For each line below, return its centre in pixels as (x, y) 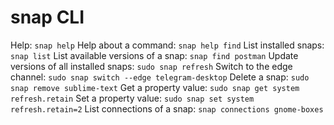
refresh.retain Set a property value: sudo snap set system (132, 98)
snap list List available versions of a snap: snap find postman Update (154, 55)
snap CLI (47, 17)
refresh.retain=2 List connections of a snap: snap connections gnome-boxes (167, 108)
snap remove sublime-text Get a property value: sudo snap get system (155, 87)
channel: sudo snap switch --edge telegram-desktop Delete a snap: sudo (160, 77)
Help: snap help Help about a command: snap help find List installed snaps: (167, 45)
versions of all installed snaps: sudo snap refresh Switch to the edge (151, 66)
